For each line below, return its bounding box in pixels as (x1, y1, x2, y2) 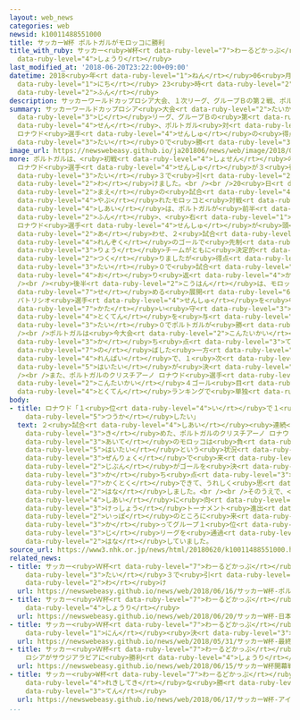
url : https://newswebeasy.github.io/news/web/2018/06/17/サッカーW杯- (17, 695, 279, 704)
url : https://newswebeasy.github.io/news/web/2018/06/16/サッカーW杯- (17, 587, 279, 596)
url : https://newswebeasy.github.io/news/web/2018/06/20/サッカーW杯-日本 (17, 612, 292, 621)
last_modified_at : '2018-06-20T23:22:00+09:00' (9, 64, 190, 72)
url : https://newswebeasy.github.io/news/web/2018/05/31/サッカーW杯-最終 (17, 637, 292, 646)
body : (9, 395, 29, 405)
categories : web (9, 21, 70, 30)
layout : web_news (9, 13, 74, 22)
